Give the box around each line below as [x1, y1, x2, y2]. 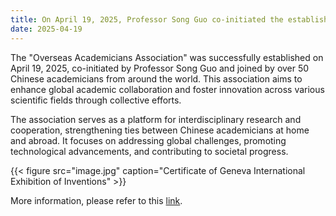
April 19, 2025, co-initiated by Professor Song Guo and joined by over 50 [10, 62, 310, 74]
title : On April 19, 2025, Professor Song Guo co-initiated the [10, 14, 284, 25]
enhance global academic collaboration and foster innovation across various [10, 83, 325, 95]
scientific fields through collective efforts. [10, 94, 182, 106]
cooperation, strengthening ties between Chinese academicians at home [10, 124, 310, 136]
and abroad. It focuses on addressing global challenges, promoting [10, 134, 287, 146]
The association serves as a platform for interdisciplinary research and [10, 113, 302, 125]
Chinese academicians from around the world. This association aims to [10, 72, 303, 85]
